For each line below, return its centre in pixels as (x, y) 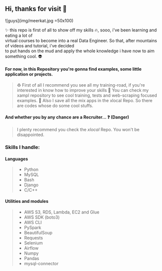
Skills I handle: (22, 147)
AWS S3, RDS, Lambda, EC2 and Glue (62, 212)
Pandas (32, 258)
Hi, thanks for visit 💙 (36, 9)
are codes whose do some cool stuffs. (55, 106)
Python (31, 169)
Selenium (33, 243)
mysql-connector (41, 263)
